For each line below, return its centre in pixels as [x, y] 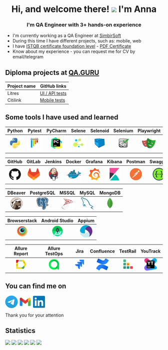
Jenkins [53, 162]
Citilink [14, 100]
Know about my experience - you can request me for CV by [74, 51]
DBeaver [16, 193]
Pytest [35, 131]
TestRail [128, 251]
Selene [78, 131]
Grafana [94, 162]
